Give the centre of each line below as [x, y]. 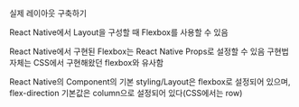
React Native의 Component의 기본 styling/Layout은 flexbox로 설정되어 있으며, [150, 82]
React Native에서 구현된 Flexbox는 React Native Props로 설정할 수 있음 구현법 [149, 51]
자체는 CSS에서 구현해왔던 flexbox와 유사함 [87, 62]
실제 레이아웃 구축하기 [48, 13]
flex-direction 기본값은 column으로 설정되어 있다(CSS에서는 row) [126, 93]
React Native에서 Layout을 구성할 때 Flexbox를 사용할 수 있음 [119, 32]
